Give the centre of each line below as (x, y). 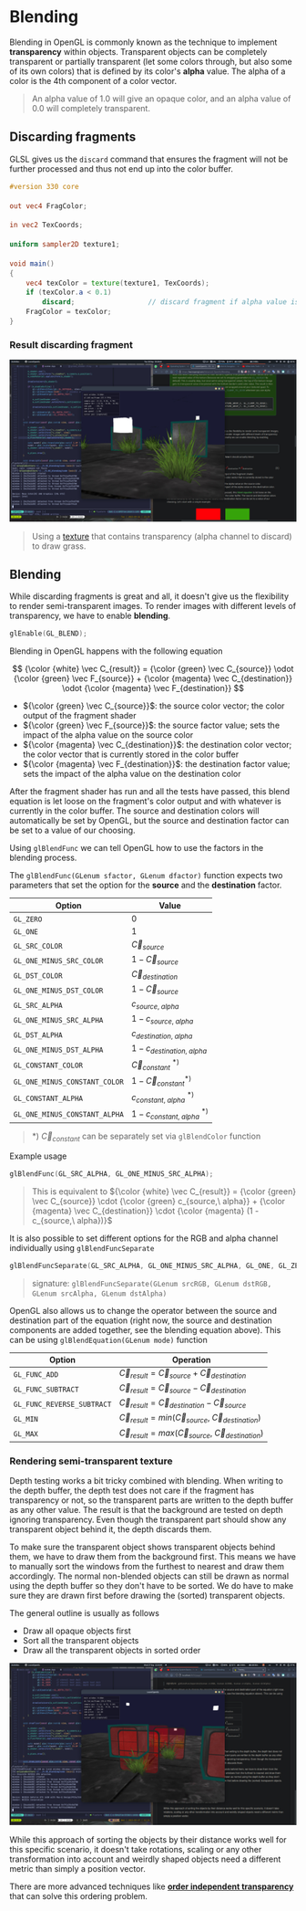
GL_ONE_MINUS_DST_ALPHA (58, 1050)
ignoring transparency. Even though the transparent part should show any (148, 1520)
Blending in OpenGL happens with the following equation (116, 651)
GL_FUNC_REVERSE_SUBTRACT (62, 1405)
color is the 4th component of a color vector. (93, 80)
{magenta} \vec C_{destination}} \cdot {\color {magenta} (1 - (145, 1211)
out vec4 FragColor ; (49, 206)
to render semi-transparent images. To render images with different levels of (153, 606)
